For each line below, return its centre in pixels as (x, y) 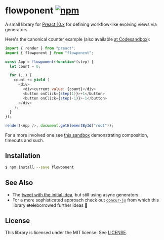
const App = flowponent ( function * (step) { (49, 62)
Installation (23, 156)
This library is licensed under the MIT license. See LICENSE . (66, 233)
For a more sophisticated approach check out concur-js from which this (85, 200)
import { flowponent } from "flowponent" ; (49, 53)
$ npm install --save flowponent (40, 167)
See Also (19, 183)
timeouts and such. (25, 141)
